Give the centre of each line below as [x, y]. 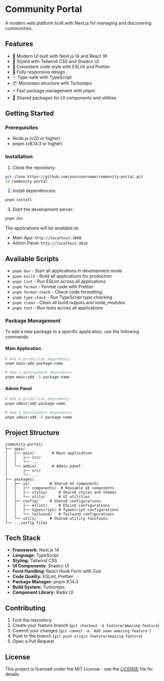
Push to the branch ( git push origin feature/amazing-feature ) [77, 636]
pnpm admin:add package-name [35, 404]
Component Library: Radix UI [43, 592]
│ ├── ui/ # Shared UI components [52, 484]
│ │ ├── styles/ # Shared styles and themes [61, 492]
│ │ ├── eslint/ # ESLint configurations [58, 505]
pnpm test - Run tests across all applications [58, 308]
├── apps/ [15, 449]
